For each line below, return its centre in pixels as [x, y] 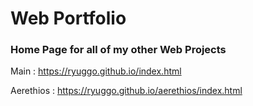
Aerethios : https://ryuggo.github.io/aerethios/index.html [126, 91]
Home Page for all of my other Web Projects [118, 50]
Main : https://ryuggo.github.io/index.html [96, 71]
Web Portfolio [68, 18]
